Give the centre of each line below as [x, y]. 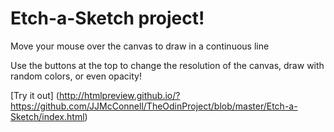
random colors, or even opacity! [76, 76]
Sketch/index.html [47, 116]
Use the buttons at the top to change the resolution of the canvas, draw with [167, 65]
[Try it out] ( [35, 95]
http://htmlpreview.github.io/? [119, 95]
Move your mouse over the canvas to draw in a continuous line [140, 46]
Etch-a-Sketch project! [107, 18]
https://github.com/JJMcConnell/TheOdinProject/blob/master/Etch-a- [154, 106]
